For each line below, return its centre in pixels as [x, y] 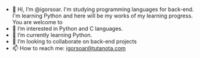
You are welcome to [37, 22]
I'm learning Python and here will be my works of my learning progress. [102, 16]
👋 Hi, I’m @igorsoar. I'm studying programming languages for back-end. [103, 9]
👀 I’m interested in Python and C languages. [67, 28]
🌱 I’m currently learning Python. [52, 35]
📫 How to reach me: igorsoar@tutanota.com [69, 48]
